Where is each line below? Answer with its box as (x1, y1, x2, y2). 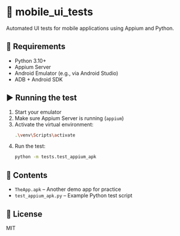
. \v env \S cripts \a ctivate (14, 132, 76, 138)
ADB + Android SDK (14, 76, 63, 83)
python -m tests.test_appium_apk (14, 154, 97, 160)
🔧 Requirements (6, 42, 66, 52)
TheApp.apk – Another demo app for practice (14, 186, 121, 193)
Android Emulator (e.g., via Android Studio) (14, 70, 118, 77)
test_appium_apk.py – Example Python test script (14, 192, 133, 199)
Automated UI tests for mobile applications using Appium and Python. (6, 25, 174, 32)
